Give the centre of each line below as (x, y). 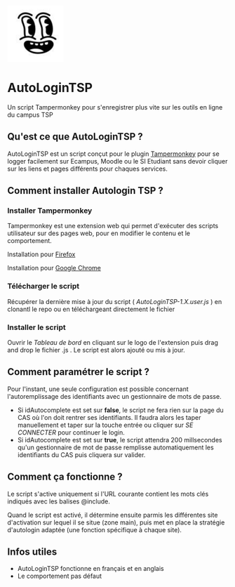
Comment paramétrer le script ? (78, 372)
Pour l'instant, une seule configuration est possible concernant (98, 389)
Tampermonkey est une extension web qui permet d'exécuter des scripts (113, 226)
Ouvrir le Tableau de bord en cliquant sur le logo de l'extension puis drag (113, 343)
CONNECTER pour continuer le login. (71, 432)
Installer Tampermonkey (50, 211)
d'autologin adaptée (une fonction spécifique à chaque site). (95, 529)
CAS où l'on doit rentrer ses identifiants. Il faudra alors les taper (109, 417)
